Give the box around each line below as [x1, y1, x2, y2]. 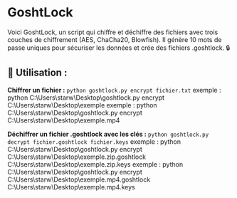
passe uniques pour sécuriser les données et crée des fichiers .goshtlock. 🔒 [7, 43, 231, 52]
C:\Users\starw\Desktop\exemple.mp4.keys [7, 182, 135, 191]
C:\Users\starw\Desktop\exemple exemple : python [7, 100, 158, 109]
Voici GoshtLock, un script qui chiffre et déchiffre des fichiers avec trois [7, 28, 218, 36]
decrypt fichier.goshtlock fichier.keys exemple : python [7, 137, 181, 146]
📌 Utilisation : [7, 67, 68, 79]
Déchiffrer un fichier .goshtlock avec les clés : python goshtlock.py [7, 130, 209, 138]
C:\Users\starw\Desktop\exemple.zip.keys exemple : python [7, 160, 184, 168]
